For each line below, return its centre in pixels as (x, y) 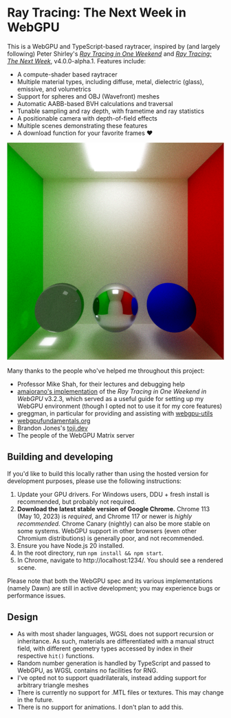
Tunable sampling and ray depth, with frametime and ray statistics (111, 111)
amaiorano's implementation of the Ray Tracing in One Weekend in (112, 391)
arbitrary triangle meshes (53, 685)
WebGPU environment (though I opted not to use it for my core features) (119, 406)
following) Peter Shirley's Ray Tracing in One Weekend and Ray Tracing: (109, 54)
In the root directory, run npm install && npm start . (90, 553)
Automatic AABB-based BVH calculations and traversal (95, 103)
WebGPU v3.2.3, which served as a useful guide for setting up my (110, 398)
